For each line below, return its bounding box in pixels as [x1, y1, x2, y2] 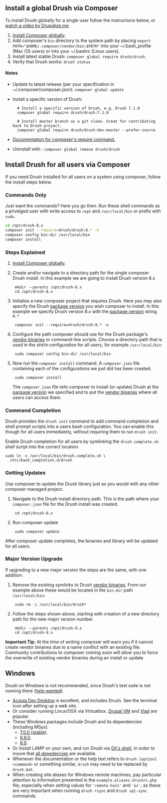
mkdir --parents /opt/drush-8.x [14, 284, 82, 290]
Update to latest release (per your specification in [12, 81, 115, 87]
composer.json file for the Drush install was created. [12, 501, 119, 507]
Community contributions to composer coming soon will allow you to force [5, 649, 159, 655]
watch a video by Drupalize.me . [5, 22, 70, 28]
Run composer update [12, 519, 58, 525]
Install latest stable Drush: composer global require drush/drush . [12, 53, 147, 59]
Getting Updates [5, 469, 46, 476]
